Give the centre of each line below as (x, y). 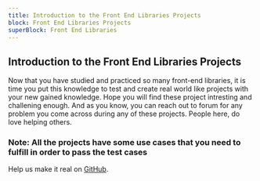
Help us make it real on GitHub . (58, 169)
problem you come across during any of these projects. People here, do (124, 114)
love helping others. (40, 122)
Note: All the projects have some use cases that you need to (125, 143)
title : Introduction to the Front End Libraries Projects (105, 15)
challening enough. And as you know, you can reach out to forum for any (125, 106)
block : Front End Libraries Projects (70, 23)
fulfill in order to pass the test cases (78, 152)
